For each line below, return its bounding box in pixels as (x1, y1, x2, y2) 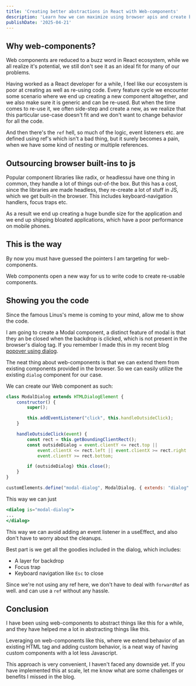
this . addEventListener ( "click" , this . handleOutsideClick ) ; (27, 415, 174, 421)
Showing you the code (6, 296, 89, 306)
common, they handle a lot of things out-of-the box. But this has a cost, (6, 180, 178, 187)
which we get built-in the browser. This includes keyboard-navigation (6, 192, 173, 199)
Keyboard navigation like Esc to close (14, 570, 104, 577)
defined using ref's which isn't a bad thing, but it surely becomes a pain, (6, 135, 180, 142)
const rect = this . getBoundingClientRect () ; (27, 436, 137, 442)
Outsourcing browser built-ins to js (6, 158, 136, 168)
